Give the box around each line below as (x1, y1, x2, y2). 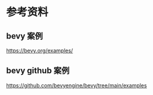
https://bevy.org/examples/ (6, 47, 74, 54)
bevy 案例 (6, 31, 43, 41)
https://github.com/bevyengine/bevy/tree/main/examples (6, 81, 148, 89)
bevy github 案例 (6, 66, 70, 76)
